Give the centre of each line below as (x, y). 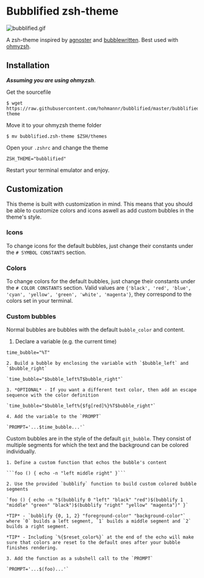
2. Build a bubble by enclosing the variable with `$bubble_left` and (97, 364)
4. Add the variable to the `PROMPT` (54, 417)
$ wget (15, 103)
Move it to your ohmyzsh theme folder (54, 125)
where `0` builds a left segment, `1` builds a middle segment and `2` (99, 521)
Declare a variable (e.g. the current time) (66, 342)
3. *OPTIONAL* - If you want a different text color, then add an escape (102, 390)
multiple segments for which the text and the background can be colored (97, 445)
